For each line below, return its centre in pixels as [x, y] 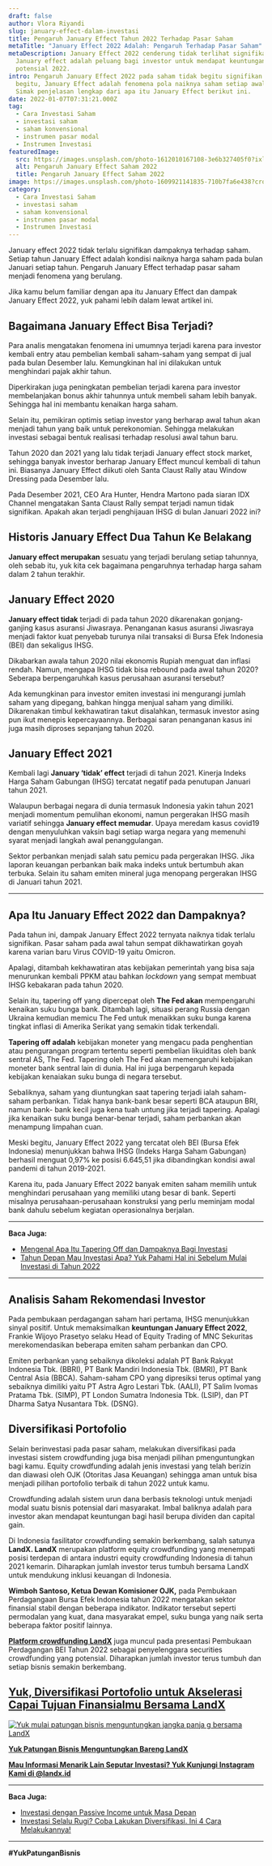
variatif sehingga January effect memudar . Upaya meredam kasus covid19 [134, 823]
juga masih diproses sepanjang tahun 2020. [82, 728]
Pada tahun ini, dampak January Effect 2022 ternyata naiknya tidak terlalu [132, 935]
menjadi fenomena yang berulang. [66, 276]
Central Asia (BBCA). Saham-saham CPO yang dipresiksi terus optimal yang [135, 1378]
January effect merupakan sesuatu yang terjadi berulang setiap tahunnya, [134, 557]
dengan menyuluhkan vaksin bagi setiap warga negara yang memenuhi [127, 832]
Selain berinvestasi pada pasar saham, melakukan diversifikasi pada [122, 1448]
